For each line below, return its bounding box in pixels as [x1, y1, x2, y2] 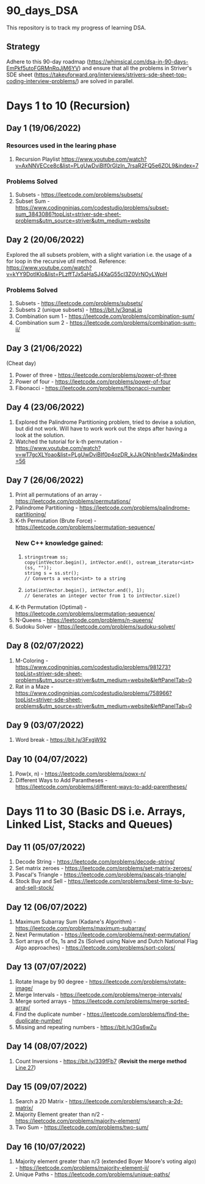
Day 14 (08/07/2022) [6, 1041, 88, 1052]
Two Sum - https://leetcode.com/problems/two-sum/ [15, 1123, 149, 1131]
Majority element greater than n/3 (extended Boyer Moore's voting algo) [15, 1158, 196, 1165]
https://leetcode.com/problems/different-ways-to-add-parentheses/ [15, 783, 187, 791]
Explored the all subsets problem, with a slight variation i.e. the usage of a [6, 251, 192, 258]
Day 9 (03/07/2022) [6, 720, 84, 730]
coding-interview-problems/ [6, 77, 77, 84]
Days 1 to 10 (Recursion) [6, 98, 131, 113]
